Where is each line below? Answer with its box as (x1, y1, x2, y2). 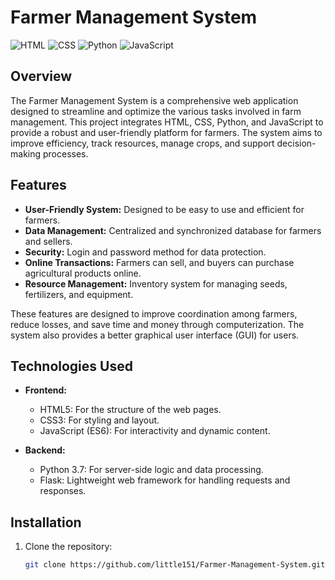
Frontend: (24, 384, 67, 396)
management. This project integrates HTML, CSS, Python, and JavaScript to (10, 116, 324, 128)
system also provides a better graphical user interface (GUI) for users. (10, 329, 300, 341)
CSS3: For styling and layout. (39, 414, 160, 426)
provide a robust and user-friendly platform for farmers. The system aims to (10, 126, 323, 138)
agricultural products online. (24, 267, 142, 279)
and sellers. (24, 235, 73, 247)
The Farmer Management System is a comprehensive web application (10, 94, 299, 106)
